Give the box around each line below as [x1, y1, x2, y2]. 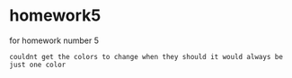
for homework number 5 [9, 35, 99, 46]
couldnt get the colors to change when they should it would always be [9, 52, 283, 61]
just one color [9, 60, 66, 69]
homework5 [9, 5, 102, 26]
